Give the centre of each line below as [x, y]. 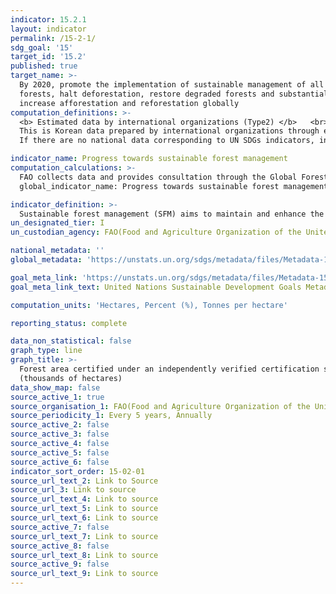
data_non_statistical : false [71, 341]
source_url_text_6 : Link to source [84, 518]
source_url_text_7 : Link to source [84, 536]
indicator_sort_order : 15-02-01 [77, 471]
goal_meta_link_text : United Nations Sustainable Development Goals [156, 287]
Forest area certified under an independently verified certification [169, 369]
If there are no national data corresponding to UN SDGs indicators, [167, 141]
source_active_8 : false [60, 546]
